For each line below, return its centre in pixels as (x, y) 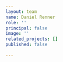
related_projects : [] (32, 39)
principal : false (27, 28)
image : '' (17, 34)
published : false (27, 45)
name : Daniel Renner (31, 17)
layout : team (21, 12)
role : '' (16, 22)
